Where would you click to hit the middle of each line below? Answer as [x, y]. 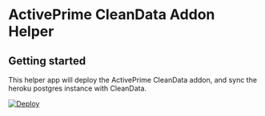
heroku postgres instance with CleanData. [77, 88]
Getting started [47, 61]
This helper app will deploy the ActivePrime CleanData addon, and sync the [133, 80]
